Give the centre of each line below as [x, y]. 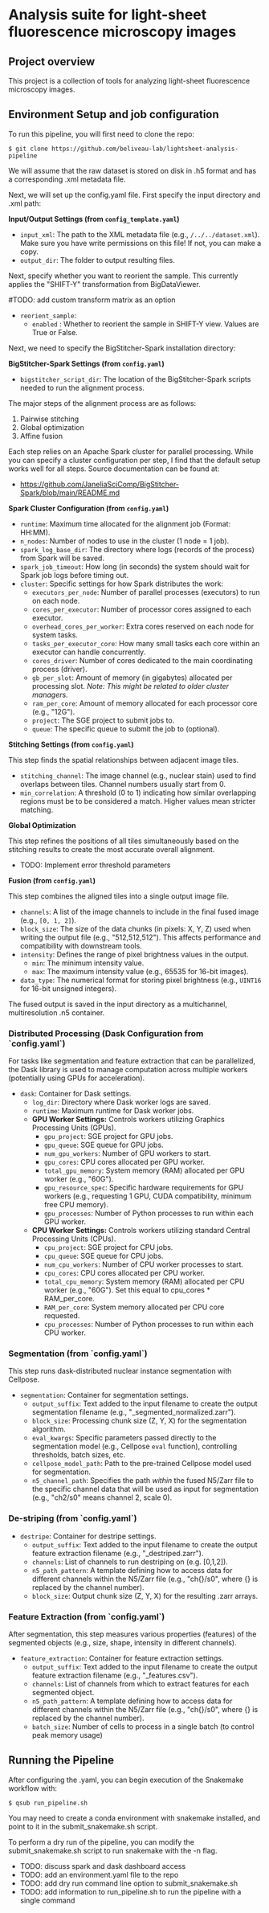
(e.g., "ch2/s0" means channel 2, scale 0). [102, 1497]
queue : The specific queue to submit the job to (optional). [126, 728]
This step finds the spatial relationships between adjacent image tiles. [124, 760]
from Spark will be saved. [62, 558]
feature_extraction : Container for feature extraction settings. [122, 1658]
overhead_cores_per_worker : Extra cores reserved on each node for [143, 626]
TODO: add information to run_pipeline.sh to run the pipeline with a [130, 1891]
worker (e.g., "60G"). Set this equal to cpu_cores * [127, 1290]
